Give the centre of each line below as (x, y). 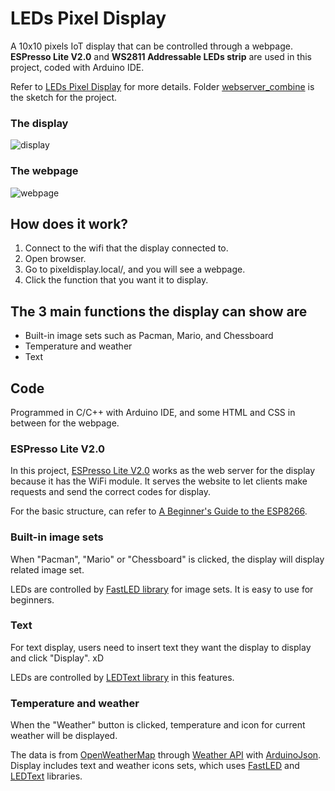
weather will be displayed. (64, 736)
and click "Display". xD (57, 658)
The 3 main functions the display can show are (159, 311)
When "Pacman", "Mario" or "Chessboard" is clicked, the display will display (167, 559)
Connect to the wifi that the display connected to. (126, 248)
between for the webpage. (65, 423)
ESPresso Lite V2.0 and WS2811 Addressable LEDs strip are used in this (161, 56)
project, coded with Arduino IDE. (77, 67)
